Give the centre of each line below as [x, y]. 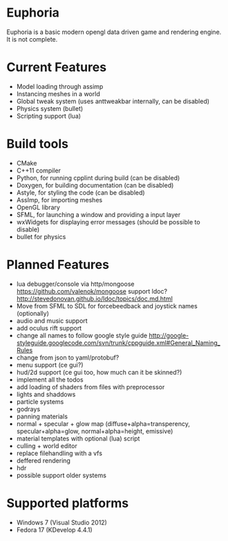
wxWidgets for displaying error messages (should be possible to [108, 222]
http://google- [169, 335]
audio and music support [52, 321]
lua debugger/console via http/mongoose [75, 284]
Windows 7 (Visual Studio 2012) [62, 522]
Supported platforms [68, 503]
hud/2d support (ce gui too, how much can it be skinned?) [99, 372]
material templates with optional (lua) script [78, 438]
